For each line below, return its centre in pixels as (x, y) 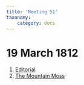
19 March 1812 (42, 53)
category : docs (36, 23)
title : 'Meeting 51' (32, 12)
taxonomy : (19, 17)
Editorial (25, 69)
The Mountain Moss (40, 76)
